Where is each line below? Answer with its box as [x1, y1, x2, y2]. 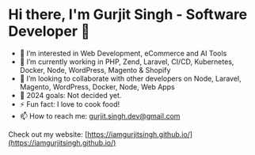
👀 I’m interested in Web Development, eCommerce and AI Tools [19, 48, 227, 58]
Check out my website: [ [8, 129, 88, 139]
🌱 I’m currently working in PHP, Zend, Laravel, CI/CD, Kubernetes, [19, 57, 234, 66]
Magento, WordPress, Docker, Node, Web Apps [19, 81, 176, 92]
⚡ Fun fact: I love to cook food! [19, 99, 120, 108]
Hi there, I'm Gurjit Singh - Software [8, 6, 248, 24]
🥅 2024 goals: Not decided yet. [19, 90, 122, 100]
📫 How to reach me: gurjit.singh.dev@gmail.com [19, 111, 181, 120]
